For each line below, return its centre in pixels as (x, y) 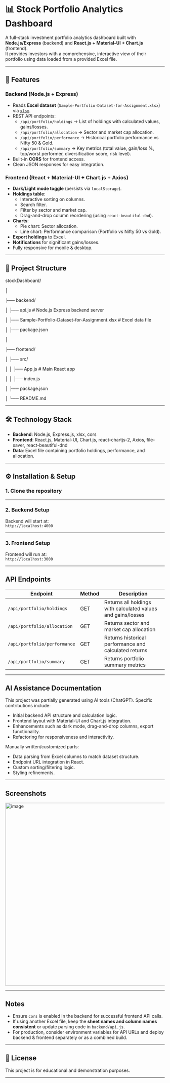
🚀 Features (23, 80)
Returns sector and (127, 623)
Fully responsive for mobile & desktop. (52, 248)
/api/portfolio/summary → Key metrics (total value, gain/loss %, (87, 148)
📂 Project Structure (36, 268)
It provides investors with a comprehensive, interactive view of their (76, 54)
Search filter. (33, 205)
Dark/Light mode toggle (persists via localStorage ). (67, 188)
